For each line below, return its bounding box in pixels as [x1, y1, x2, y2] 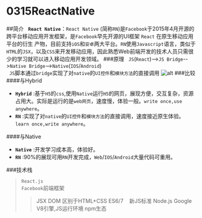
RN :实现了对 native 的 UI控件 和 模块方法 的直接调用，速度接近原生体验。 [15, 112, 184, 119]
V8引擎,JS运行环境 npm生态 [36, 205, 107, 212]
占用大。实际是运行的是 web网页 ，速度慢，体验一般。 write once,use [15, 97, 183, 104]
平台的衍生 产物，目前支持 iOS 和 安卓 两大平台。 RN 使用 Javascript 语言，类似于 [6, 40, 196, 47]
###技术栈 [6, 166, 33, 173]
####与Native [6, 133, 41, 140]
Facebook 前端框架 [21, 184, 65, 191]
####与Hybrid [6, 77, 42, 84]
